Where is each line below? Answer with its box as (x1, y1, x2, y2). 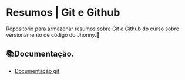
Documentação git (14, 67, 60, 74)
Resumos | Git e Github (6, 6, 120, 19)
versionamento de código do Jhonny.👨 (6, 31, 100, 38)
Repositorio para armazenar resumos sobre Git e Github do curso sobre (6, 25, 179, 32)
